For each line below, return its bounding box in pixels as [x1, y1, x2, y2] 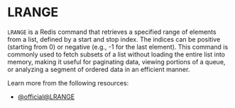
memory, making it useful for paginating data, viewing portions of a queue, [7, 57, 226, 66]
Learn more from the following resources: [7, 78, 129, 87]
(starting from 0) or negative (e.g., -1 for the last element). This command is [7, 42, 229, 51]
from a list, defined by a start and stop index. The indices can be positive [7, 35, 221, 43]
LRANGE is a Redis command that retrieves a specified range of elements [7, 28, 217, 36]
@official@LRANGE [17, 92, 75, 101]
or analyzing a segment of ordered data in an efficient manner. [7, 65, 190, 73]
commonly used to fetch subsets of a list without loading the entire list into [7, 50, 226, 59]
